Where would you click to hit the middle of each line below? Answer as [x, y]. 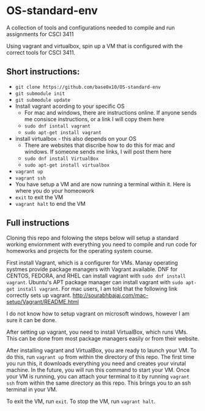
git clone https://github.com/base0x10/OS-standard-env [88, 87]
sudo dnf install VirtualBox [61, 159]
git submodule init [40, 93]
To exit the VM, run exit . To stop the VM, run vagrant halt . [81, 401]
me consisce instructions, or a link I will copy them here [94, 119]
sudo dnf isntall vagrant [57, 126]
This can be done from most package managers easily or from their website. [103, 338]
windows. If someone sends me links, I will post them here [98, 151]
